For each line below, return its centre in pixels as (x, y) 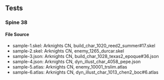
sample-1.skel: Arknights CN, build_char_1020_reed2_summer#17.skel (84, 45)
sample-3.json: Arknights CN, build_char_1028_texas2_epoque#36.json (86, 56)
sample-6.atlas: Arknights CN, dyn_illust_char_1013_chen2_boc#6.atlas (86, 72)
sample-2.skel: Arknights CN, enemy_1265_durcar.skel (68, 51)
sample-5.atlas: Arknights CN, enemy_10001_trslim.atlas (70, 66)
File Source (17, 34)
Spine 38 (16, 22)
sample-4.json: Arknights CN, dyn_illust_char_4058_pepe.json (76, 61)
